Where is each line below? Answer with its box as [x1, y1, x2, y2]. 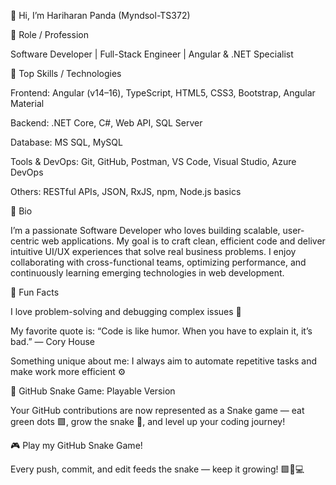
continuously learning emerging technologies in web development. [10, 267, 285, 279]
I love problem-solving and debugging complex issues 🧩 [10, 306, 242, 317]
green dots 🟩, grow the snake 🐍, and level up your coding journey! [10, 416, 286, 427]
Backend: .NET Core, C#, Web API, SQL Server [10, 117, 203, 129]
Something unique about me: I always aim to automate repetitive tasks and [10, 355, 318, 367]
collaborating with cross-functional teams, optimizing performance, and [10, 256, 307, 268]
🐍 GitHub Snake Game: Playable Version [10, 385, 176, 397]
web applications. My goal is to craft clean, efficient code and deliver [41, 235, 326, 247]
